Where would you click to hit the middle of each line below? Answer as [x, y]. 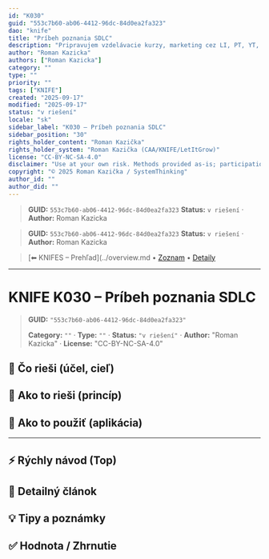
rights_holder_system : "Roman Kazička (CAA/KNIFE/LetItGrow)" [114, 150]
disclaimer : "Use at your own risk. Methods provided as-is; [112, 165]
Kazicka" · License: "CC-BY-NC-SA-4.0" [95, 343]
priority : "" [30, 82]
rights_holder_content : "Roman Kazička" [77, 142]
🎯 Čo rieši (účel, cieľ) [61, 369]
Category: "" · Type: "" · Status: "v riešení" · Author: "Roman [133, 335]
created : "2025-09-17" [46, 98]
